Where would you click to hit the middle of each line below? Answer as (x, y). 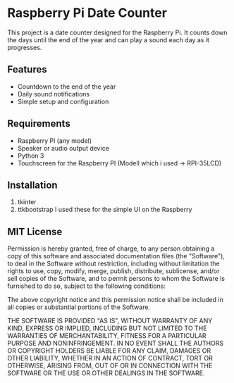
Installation (32, 185)
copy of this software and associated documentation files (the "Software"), (116, 256)
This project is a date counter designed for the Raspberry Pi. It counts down (117, 32)
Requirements (39, 124)
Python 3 (31, 156)
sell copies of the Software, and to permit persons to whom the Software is (116, 279)
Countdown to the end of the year (67, 87)
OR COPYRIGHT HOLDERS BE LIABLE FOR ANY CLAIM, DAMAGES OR (109, 351)
